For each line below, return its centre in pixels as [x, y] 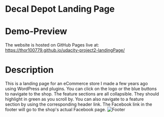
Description [29, 70]
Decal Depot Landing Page [60, 9]
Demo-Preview [36, 32]
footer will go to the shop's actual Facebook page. [56, 110]
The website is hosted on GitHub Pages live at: [52, 45]
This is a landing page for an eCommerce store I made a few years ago [77, 84]
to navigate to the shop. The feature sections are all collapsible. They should [82, 94]
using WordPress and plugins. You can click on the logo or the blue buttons [81, 89]
